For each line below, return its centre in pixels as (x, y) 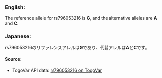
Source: (14, 59)
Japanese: (18, 36)
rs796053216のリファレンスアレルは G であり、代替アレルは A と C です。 (77, 47)
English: (15, 7)
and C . (12, 23)
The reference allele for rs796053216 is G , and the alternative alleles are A (81, 18)
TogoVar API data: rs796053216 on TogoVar (57, 70)
